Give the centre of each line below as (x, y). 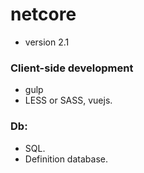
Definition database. (66, 159)
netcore (43, 14)
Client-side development (72, 68)
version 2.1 (47, 42)
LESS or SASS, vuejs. (68, 100)
